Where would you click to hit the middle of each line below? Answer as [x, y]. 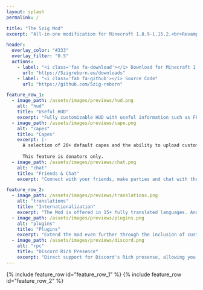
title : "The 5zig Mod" [35, 28]
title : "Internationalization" [56, 207]
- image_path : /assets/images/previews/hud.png [73, 101]
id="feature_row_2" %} [35, 280]
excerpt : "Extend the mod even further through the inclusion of [101, 235]
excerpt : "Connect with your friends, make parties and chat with [102, 179]
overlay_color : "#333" [40, 51]
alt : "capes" [34, 128]
